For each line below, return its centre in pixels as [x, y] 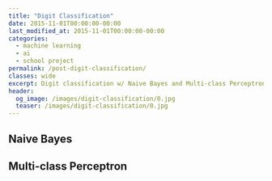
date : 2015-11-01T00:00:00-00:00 [65, 23]
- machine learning [49, 46]
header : [21, 91]
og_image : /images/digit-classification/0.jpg [96, 99]
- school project [45, 61]
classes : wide [32, 76]
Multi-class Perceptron [68, 166]
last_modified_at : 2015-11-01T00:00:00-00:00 [86, 31]
